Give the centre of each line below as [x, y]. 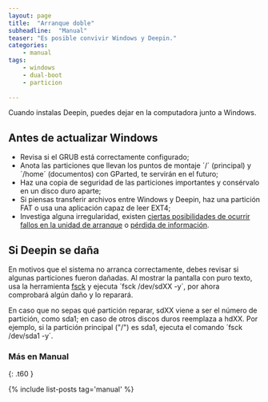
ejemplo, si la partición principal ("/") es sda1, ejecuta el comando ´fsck [125, 327]
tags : [17, 61]
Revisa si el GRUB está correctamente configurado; [104, 157]
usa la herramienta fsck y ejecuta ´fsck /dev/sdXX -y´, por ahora [114, 286]
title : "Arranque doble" [51, 23]
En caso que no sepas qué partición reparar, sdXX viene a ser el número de [133, 310]
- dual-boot [42, 75]
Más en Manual [39, 356]
